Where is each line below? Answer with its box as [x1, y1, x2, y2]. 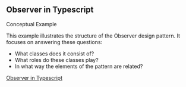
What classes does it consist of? [14, 50, 94, 57]
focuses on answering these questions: [6, 38, 103, 45]
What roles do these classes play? [14, 56, 99, 63]
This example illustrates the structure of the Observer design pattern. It [6, 32, 180, 39]
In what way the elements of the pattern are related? [14, 63, 143, 70]
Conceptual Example [6, 20, 57, 27]
